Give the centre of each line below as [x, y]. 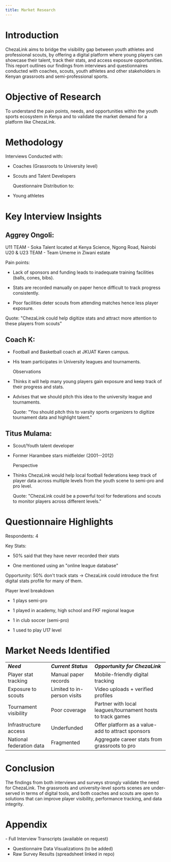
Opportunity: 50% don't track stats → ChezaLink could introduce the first [82, 575]
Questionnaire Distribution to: [44, 186]
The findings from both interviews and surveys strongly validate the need [82, 782]
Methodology [34, 142]
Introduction [32, 35]
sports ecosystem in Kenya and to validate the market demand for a [76, 116]
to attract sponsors [128, 731]
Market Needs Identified [58, 651]
